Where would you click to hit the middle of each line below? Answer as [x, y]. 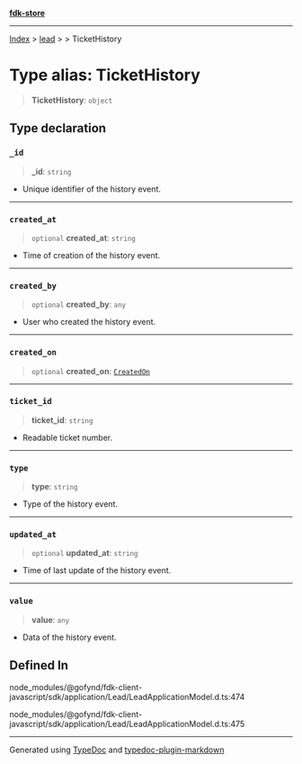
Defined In [39, 665]
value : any [50, 619]
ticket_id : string [62, 420]
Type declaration [58, 128]
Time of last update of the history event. [97, 571]
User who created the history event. [89, 322]
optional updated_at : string [84, 553]
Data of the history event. [69, 637]
